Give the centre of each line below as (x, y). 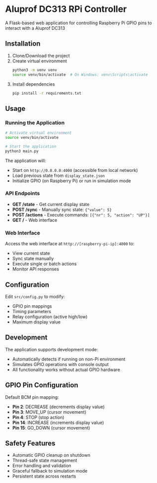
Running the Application (35, 122)
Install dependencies (34, 84)
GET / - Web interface (35, 220)
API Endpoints (23, 193)
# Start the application (31, 146)
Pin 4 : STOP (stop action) (38, 417)
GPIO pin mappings (32, 306)
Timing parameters (32, 311)
